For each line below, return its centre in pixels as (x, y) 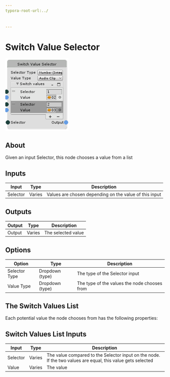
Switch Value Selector (53, 47)
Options (18, 250)
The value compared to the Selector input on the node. (103, 355)
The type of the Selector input (108, 274)
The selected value (64, 232)
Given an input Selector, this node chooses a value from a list (69, 157)
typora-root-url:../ (27, 11)
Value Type (19, 286)
